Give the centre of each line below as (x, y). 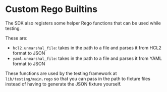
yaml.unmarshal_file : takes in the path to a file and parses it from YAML (87, 58)
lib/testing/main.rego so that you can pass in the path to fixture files (78, 78)
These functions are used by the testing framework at (61, 73)
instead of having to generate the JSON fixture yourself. (63, 84)
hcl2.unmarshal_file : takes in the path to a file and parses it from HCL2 (87, 47)
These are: (16, 38)
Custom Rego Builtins (51, 9)
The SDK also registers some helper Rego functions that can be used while (83, 23)
